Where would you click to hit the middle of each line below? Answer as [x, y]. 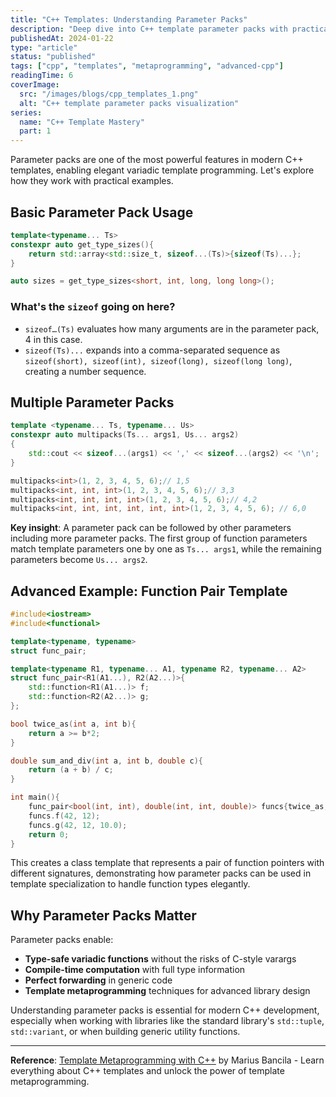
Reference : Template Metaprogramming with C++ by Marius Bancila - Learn [167, 1060]
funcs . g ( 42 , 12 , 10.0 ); [78, 825]
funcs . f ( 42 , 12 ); [64, 816]
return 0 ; [49, 834]
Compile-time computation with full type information [135, 970]
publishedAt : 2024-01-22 [62, 38]
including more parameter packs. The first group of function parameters [159, 538]
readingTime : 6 [42, 76]
